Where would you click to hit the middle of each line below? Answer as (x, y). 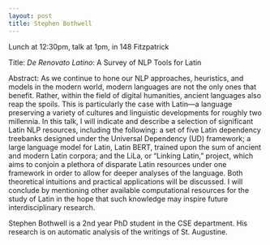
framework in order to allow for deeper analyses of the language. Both (126, 173)
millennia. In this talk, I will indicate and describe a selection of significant (131, 121)
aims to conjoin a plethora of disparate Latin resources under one (118, 164)
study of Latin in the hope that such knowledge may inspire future (118, 199)
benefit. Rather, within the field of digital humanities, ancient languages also (135, 95)
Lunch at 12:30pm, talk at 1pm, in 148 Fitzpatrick (89, 46)
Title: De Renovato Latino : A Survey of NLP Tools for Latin (105, 62)
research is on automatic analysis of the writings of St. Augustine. (118, 231)
